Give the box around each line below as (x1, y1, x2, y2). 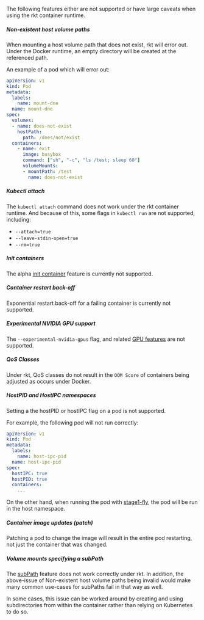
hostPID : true (12, 476, 47, 482)
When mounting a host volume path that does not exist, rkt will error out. (6, 41, 188, 48)
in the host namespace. (6, 505, 65, 512)
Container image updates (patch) (6, 519, 93, 526)
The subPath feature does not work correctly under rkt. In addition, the (6, 571, 184, 578)
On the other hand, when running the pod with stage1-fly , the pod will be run (6, 498, 198, 506)
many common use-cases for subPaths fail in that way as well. (6, 583, 163, 591)
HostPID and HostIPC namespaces (6, 392, 96, 399)
